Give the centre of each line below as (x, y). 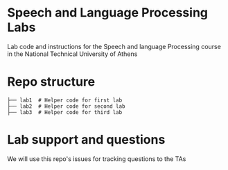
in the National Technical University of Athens (72, 54)
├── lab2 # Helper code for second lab (67, 106)
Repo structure (51, 82)
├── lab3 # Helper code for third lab (65, 112)
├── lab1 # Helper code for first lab (65, 100)
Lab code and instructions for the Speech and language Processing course (114, 46)
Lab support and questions (86, 140)
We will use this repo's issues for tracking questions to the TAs (97, 159)
